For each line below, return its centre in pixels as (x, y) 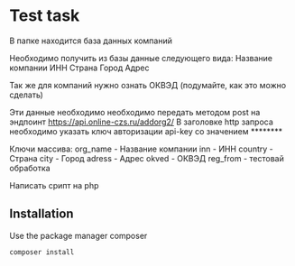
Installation (41, 214)
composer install (42, 252)
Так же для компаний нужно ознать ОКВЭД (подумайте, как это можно (148, 85)
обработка (30, 168)
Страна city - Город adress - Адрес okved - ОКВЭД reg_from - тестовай (147, 158)
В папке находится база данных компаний (91, 41)
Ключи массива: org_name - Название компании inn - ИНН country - (141, 149)
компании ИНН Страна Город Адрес (80, 68)
